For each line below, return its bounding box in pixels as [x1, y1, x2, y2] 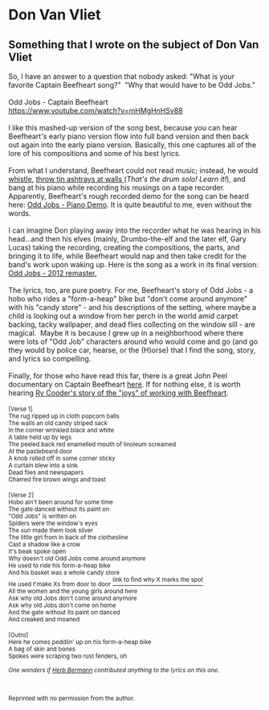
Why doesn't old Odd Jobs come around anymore [8, 555, 146, 563]
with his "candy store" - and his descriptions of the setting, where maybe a [8, 303, 257, 312]
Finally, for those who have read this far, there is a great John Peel [8, 371, 227, 380]
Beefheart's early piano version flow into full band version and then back [8, 131, 250, 141]
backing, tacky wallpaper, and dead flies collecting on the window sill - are [8, 320, 255, 329]
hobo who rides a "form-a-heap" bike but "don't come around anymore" [8, 294, 247, 303]
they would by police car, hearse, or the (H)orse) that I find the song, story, [8, 345, 256, 355]
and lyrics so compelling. [8, 354, 92, 363]
